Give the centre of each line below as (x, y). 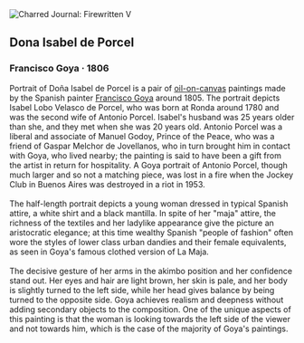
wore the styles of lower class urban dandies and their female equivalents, (148, 242)
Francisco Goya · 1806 (59, 69)
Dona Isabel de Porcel (72, 43)
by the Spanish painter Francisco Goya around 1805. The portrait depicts (145, 98)
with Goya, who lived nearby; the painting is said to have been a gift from (146, 155)
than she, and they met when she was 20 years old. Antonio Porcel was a (146, 127)
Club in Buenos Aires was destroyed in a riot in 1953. (107, 184)
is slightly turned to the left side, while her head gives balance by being (142, 290)
